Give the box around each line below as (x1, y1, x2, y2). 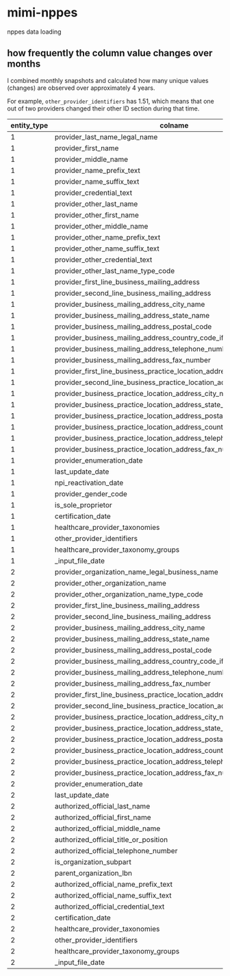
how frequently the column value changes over (7, 47, 213, 59)
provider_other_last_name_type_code (54, 266, 175, 275)
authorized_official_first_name (54, 812, 152, 822)
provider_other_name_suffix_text (54, 244, 159, 253)
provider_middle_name (54, 154, 129, 164)
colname (159, 120, 189, 130)
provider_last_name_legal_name (54, 132, 158, 141)
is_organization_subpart (54, 857, 131, 866)
